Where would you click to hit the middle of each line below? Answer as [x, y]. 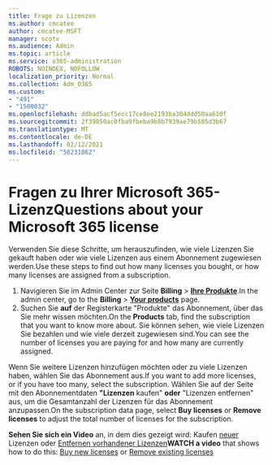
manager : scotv [34, 39]
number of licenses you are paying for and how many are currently [132, 343]
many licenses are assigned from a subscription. [89, 275]
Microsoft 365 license [84, 226]
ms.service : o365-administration [65, 62]
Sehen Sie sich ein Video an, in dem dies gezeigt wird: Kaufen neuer [124, 435]
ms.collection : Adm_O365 [50, 84]
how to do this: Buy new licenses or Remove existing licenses [111, 452]
